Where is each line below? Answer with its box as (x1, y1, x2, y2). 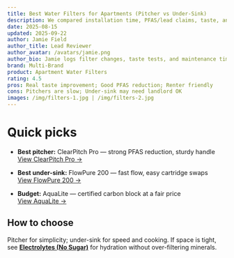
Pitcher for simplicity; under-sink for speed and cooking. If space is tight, (7, 235, 217, 244)
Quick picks (7, 125, 77, 140)
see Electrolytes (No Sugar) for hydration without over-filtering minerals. (7, 243, 217, 251)
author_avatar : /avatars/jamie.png (7, 50, 111, 56)
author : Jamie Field (7, 36, 68, 43)
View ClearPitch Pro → (17, 155, 83, 163)
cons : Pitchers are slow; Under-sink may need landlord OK (7, 88, 182, 95)
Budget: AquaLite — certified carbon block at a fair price (17, 189, 181, 197)
